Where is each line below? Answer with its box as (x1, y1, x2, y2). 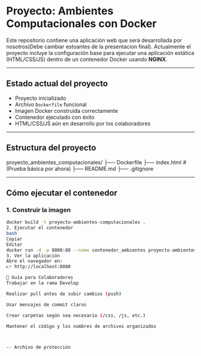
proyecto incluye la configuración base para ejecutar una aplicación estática (6, 49, 194, 56)
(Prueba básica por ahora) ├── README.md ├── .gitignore (6, 165, 154, 172)
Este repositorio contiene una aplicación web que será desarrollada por (6, 36, 182, 44)
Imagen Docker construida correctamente (14, 107, 118, 114)
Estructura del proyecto (6, 143, 97, 153)
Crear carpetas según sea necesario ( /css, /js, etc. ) (6, 312, 146, 318)
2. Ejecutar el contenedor (6, 225, 74, 231)
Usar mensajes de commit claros (6, 302, 87, 308)
